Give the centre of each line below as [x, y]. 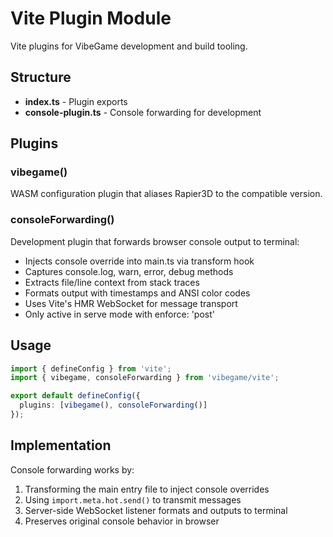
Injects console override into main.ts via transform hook [139, 261]
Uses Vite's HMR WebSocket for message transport [131, 303]
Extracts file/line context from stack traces [112, 282]
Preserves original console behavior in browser [122, 521]
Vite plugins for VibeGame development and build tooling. [129, 46]
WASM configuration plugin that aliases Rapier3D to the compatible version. [166, 194]
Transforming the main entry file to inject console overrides [147, 489]
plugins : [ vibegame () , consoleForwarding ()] [113, 405]
